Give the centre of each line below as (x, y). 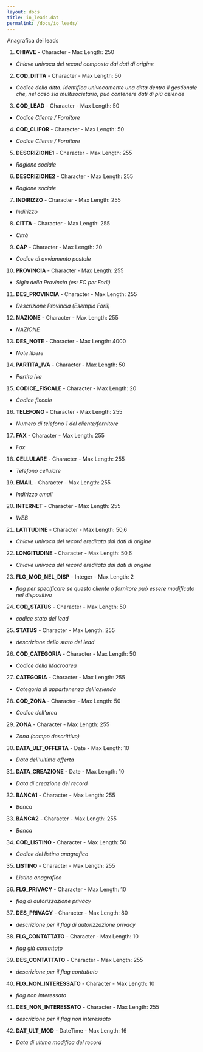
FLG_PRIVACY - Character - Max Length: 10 (71, 889)
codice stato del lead (42, 619)
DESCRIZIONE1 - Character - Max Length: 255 (74, 153)
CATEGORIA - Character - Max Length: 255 (70, 678)
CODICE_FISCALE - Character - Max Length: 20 (76, 388)
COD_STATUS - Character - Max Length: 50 (71, 607)
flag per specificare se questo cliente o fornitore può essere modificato (105, 589)
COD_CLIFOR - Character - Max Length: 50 (70, 129)
